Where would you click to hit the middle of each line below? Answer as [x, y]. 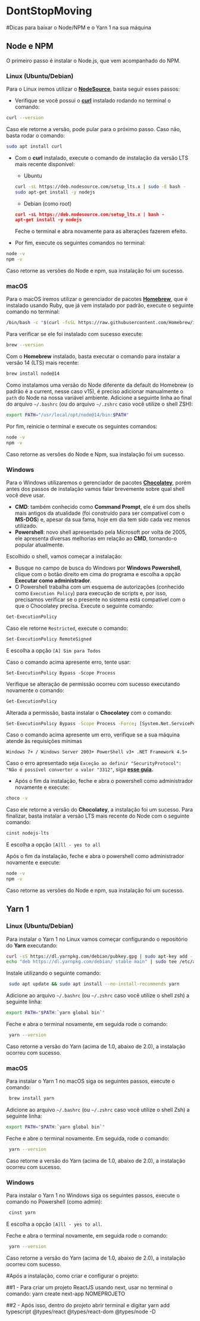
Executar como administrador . [53, 580]
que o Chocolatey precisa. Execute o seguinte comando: [84, 605]
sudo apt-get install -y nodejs [55, 192]
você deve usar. [26, 495]
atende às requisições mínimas [44, 741]
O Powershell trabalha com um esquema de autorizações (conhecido [99, 587]
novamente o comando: [35, 690]
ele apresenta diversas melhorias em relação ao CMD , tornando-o [96, 538]
